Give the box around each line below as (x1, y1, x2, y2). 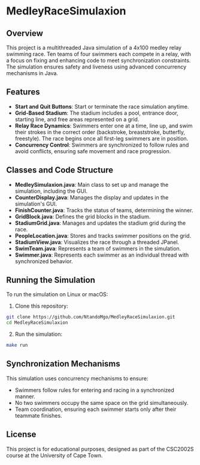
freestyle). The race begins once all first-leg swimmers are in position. (14, 135, 189, 142)
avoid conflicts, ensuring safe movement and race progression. (14, 147, 171, 154)
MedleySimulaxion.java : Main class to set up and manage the (14, 181, 169, 188)
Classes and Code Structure (6, 165, 114, 175)
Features (6, 87, 40, 97)
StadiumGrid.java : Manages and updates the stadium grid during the (14, 219, 186, 226)
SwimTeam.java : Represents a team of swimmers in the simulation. (14, 245, 181, 252)
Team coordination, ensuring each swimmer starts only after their (14, 406, 177, 413)
